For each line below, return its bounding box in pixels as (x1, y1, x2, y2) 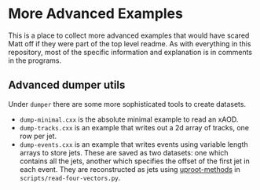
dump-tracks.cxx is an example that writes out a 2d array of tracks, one (19, 122, 250, 132)
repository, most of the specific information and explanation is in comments (8, 47, 253, 57)
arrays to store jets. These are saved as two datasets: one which (19, 148, 229, 157)
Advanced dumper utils (8, 79, 126, 92)
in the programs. (8, 56, 61, 65)
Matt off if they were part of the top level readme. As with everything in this (8, 38, 251, 48)
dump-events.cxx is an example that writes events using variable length (19, 139, 249, 149)
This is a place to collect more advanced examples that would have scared (8, 31, 250, 40)
